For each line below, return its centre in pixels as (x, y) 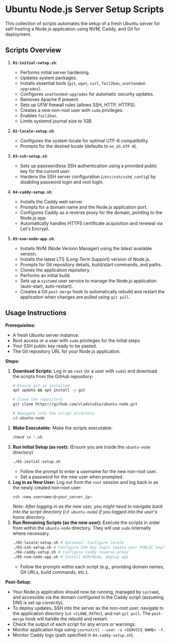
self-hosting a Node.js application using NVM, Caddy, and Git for (73, 28)
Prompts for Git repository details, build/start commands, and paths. (91, 264)
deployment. (18, 34)
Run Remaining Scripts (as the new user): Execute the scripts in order (86, 523)
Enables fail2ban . (39, 115)
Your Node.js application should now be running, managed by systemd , (86, 592)
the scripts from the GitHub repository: (53, 376)
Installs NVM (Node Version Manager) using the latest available (86, 248)
